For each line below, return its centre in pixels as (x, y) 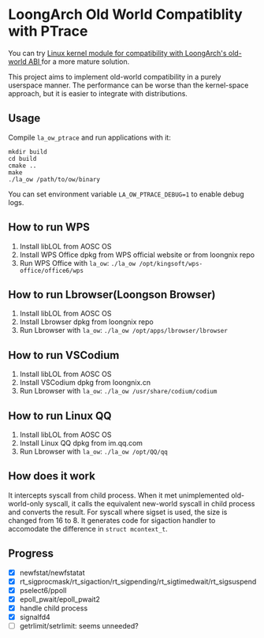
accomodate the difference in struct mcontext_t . (88, 528)
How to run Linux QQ (60, 416)
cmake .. (22, 166)
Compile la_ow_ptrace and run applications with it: (89, 137)
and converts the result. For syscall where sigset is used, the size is (118, 512)
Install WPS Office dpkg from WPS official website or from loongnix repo (137, 255)
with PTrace (48, 31)
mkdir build (28, 151)
